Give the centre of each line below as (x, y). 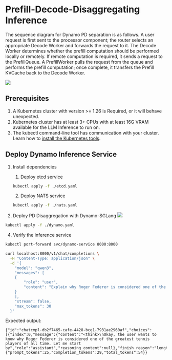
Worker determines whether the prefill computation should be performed (82, 51)
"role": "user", (41, 282)
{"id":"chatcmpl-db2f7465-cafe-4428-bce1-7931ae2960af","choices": (79, 330)
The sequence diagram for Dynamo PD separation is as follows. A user (80, 34)
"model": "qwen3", (34, 268)
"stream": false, (33, 301)
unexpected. (26, 116)
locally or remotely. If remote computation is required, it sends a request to (84, 56)
